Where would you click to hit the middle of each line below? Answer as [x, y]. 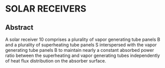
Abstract [19, 27]
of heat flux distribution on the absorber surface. [56, 61]
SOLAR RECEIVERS [46, 9]
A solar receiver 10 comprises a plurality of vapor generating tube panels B [83, 39]
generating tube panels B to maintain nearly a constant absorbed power [80, 50]
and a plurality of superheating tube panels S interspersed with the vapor [81, 45]
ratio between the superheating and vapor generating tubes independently [82, 55]
